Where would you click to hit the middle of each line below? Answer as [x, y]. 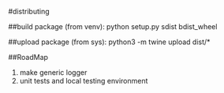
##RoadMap [28, 57]
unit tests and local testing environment [84, 81]
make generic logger [53, 73]
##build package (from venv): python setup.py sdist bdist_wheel [113, 26]
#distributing [29, 11]
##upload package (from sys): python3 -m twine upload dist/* [109, 42]
